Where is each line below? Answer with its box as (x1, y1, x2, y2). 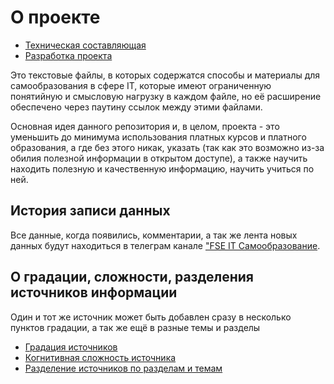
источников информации (10, 284, 178, 301)
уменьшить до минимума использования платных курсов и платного (10, 131, 307, 143)
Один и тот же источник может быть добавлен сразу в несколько (10, 311, 292, 323)
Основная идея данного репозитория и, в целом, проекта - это (10, 120, 280, 132)
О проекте (10, 6, 101, 29)
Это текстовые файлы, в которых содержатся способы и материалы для (10, 69, 321, 81)
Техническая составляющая (24, 39, 147, 51)
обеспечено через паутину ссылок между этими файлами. (10, 101, 263, 113)
